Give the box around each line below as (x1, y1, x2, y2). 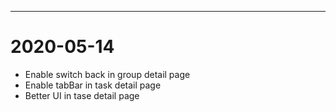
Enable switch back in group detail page (24, 68, 191, 80)
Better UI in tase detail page (24, 89, 140, 101)
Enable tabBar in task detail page (24, 79, 162, 91)
